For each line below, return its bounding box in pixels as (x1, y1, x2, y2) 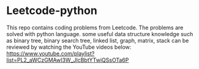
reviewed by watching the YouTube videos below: (6, 43, 132, 51)
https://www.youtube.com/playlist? (6, 49, 95, 57)
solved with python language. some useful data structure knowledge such (6, 30, 193, 37)
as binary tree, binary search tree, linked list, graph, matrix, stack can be (6, 37, 189, 44)
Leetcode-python (6, 4, 98, 18)
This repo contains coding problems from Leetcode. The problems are (6, 24, 184, 31)
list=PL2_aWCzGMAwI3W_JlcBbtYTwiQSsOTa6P (6, 56, 129, 64)
